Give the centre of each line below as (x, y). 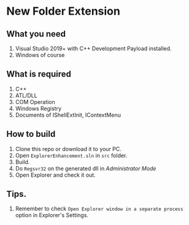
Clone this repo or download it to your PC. (68, 149)
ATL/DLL (26, 95)
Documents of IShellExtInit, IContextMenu (68, 115)
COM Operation (35, 101)
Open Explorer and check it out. (56, 175)
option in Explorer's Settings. (52, 215)
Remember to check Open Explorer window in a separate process (99, 208)
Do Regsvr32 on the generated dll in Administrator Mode (86, 168)
